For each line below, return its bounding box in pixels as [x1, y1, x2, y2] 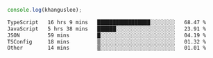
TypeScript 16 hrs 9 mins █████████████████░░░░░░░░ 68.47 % [7, 19, 207, 26]
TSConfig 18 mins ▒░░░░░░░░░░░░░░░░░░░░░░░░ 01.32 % [7, 38, 207, 45]
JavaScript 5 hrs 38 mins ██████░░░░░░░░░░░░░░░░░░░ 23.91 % [7, 25, 207, 32]
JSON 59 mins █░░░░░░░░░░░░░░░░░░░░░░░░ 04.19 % [7, 32, 207, 39]
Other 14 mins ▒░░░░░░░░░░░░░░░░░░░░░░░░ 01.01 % [7, 45, 207, 52]
